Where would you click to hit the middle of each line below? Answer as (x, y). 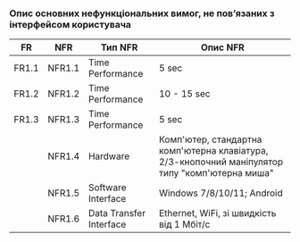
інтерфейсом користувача (71, 24)
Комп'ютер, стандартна (211, 139)
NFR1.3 (64, 120)
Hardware (109, 156)
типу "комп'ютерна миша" (217, 173)
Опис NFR (223, 47)
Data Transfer (117, 213)
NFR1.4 (64, 156)
